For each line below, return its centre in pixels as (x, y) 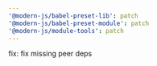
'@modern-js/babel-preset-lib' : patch (73, 16)
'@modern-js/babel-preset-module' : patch (79, 23)
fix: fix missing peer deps (50, 54)
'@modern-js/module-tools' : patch (66, 31)
